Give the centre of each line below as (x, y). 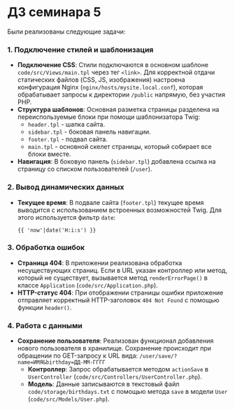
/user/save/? (158, 356)
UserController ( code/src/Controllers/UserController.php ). (115, 377)
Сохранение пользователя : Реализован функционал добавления (115, 341)
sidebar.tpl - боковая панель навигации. (90, 132)
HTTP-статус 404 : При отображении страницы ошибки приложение (120, 292)
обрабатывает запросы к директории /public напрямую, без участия (121, 94)
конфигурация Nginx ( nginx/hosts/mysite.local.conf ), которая (110, 87)
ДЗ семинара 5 (54, 12)
